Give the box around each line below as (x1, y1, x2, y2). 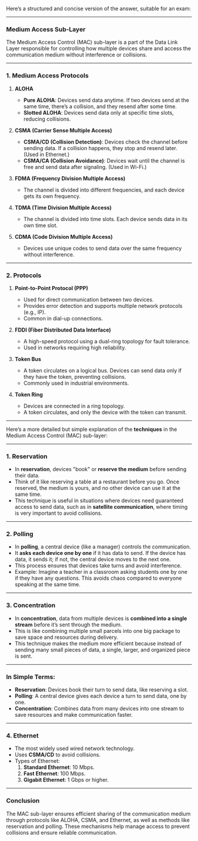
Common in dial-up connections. (23, 314, 103, 322)
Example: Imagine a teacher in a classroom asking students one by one (14, 569, 187, 576)
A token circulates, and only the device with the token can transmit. (23, 408, 187, 415)
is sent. (14, 652, 32, 660)
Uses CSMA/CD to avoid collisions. (14, 751, 101, 758)
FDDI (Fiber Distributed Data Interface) (14, 326, 111, 333)
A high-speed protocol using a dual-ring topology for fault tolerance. (23, 337, 190, 345)
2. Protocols (6, 271, 42, 280)
